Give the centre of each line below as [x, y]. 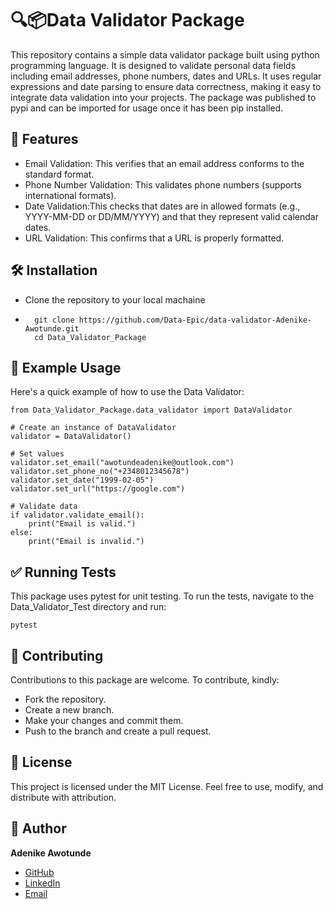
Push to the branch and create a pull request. [118, 731]
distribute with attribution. [63, 797]
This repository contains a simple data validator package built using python [165, 54]
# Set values [37, 454]
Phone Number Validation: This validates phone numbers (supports [163, 184]
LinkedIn [42, 883]
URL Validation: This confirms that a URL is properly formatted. [154, 238]
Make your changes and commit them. [104, 720]
